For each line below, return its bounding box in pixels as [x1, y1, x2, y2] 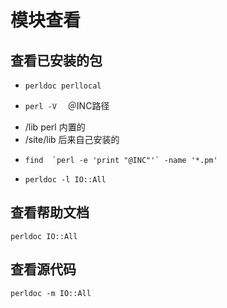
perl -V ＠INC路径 [24, 100, 110, 111]
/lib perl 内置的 [24, 121, 86, 133]
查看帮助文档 [10, 204, 90, 221]
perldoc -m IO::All [10, 288, 92, 298]
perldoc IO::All [10, 231, 78, 241]
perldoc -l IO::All [24, 175, 107, 185]
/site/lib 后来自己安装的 [24, 134, 120, 145]
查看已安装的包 [10, 52, 103, 69]
